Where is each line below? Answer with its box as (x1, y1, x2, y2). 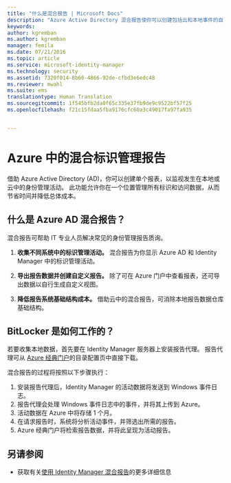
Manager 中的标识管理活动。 (16, 257, 99, 265)
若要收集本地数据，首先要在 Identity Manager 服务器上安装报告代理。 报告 (7, 345, 217, 353)
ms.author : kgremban (7, 36, 67, 43)
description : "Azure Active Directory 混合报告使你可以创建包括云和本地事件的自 (7, 17, 223, 23)
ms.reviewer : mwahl (7, 81, 63, 88)
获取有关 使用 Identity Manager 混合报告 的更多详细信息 (16, 468, 172, 476)
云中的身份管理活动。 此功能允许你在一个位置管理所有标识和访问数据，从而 (7, 183, 220, 191)
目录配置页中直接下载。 (75, 353, 142, 362)
